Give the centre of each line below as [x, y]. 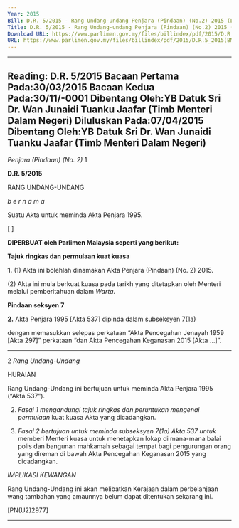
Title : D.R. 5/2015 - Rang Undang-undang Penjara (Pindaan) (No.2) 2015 [117, 27]
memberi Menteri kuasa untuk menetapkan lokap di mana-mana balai [119, 438]
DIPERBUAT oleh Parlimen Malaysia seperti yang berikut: [93, 242]
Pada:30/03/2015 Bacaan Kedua [81, 87]
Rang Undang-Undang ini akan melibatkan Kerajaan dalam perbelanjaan [113, 489]
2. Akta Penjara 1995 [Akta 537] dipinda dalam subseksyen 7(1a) [102, 319]
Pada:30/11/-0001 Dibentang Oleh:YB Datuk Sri [114, 98]
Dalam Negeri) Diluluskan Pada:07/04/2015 [106, 121]
